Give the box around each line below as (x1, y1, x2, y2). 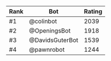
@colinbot (29, 17, 57, 25)
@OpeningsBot (29, 27, 71, 34)
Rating (84, 8, 103, 15)
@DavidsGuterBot (29, 36, 79, 44)
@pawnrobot (29, 46, 65, 53)
